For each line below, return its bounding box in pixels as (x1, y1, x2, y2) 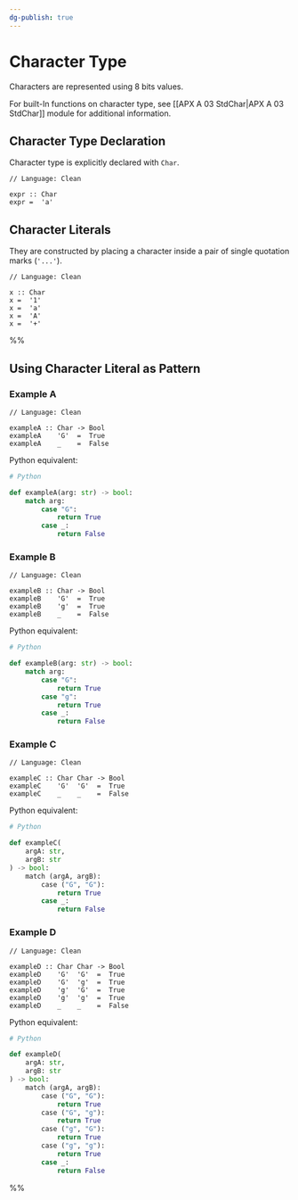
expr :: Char (9, 190, 58, 199)
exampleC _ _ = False (9, 790, 129, 799)
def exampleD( (9, 1050, 62, 1059)
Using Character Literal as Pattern (9, 360, 201, 376)
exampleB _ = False (9, 610, 109, 619)
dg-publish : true (9, 12, 74, 22)
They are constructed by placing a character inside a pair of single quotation (9, 246, 290, 257)
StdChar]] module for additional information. (9, 108, 172, 119)
